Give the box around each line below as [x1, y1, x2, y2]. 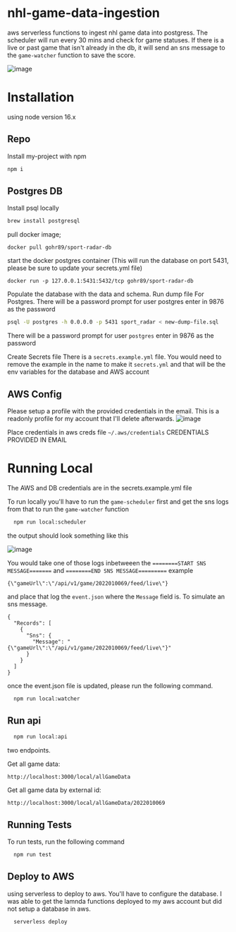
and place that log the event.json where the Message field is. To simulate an [7, 592, 225, 601]
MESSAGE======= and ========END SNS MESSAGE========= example [7, 566, 194, 574]
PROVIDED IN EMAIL [7, 435, 67, 444]
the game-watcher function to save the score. [7, 51, 136, 59]
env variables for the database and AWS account [7, 367, 149, 376]
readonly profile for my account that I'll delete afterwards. [7, 414, 175, 423]
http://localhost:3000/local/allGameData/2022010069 [7, 800, 166, 807]
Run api [7, 715, 42, 727]
